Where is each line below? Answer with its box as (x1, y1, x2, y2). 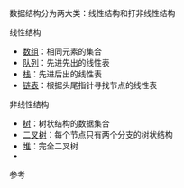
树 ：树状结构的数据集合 (22, 118, 110, 129)
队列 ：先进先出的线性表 (22, 58, 110, 67)
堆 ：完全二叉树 (22, 140, 78, 151)
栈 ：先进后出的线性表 (22, 68, 102, 79)
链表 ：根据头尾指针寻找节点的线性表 (22, 80, 158, 90)
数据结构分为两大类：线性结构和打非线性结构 (9, 8, 176, 18)
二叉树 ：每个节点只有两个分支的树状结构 (22, 130, 173, 139)
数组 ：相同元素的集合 (22, 46, 102, 57)
